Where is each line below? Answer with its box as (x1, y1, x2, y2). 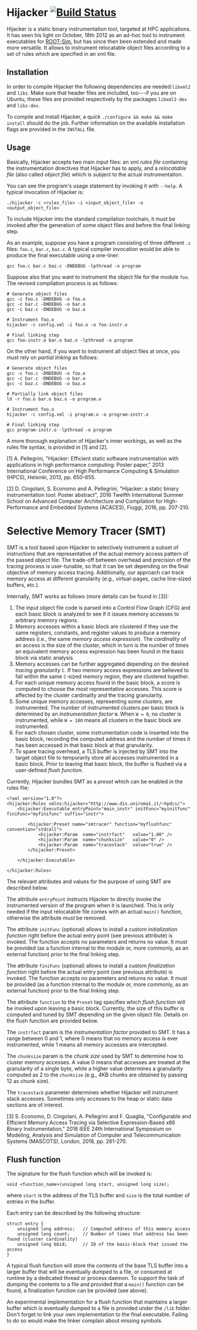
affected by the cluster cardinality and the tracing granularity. (15, 691, 164, 699)
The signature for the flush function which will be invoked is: (6, 1170, 152, 1177)
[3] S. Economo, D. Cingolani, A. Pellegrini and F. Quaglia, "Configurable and (6, 1112, 191, 1120)
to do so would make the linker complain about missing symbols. (6, 1317, 163, 1324)
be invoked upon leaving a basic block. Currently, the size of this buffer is (6, 1004, 184, 1011)
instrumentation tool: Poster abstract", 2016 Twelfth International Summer (6, 491, 184, 498)
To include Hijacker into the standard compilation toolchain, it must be (6, 215, 175, 222)
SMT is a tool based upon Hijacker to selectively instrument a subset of (6, 544, 179, 551)
